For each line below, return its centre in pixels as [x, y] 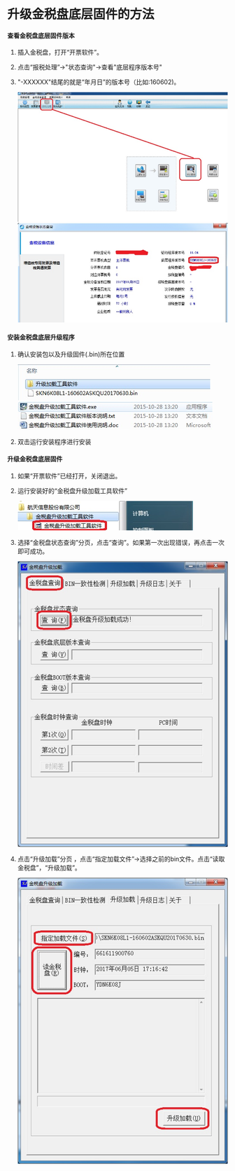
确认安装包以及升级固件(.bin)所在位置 [71, 354]
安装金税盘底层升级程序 [41, 337]
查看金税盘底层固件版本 [41, 35]
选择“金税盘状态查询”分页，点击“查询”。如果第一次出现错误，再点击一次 [121, 542]
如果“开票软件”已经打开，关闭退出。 [69, 476]
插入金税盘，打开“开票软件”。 [60, 53]
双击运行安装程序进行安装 [54, 441]
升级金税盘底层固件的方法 [81, 14]
